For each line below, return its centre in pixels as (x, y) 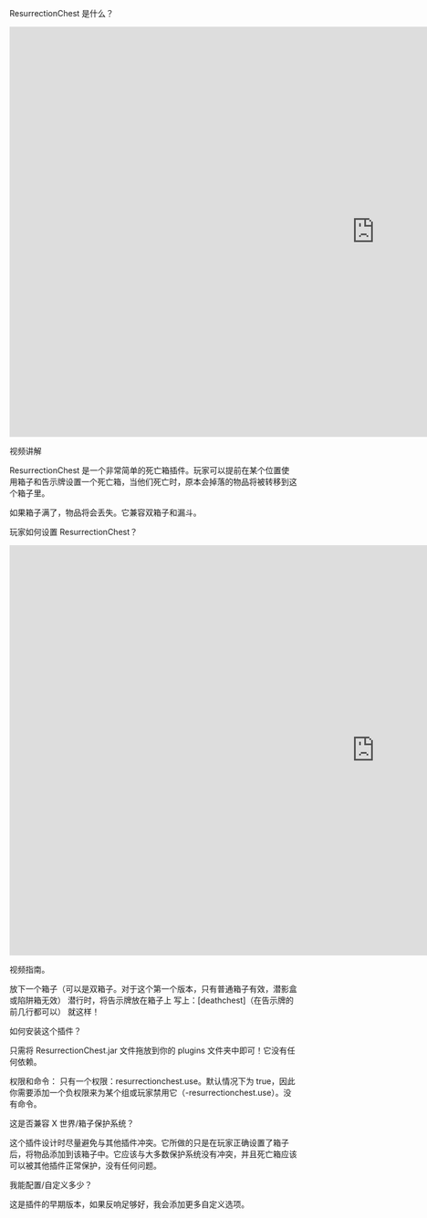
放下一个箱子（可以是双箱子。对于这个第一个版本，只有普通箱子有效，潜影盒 (153, 989)
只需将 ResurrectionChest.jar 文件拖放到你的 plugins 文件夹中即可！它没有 (148, 1050)
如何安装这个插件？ (46, 1031)
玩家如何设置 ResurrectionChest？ (74, 532)
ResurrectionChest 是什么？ (62, 13)
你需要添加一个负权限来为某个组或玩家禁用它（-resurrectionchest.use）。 (146, 1093)
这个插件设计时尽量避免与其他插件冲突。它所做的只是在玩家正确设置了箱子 (149, 1143)
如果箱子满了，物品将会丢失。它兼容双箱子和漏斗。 (105, 512)
